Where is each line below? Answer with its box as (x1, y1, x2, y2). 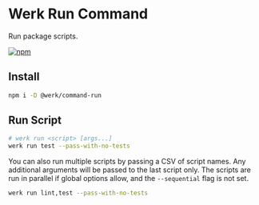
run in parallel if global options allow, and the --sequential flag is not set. (8, 174, 249, 183)
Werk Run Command (8, 5, 149, 23)
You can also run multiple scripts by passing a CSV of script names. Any (8, 157, 246, 167)
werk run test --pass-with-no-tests (8, 142, 130, 151)
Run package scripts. (8, 31, 78, 41)
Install (8, 70, 40, 84)
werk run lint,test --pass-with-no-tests (8, 189, 149, 197)
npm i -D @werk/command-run (8, 91, 102, 99)
